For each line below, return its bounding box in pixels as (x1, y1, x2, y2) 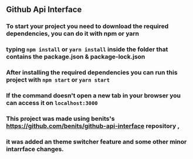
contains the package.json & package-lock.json (6, 53, 145, 61)
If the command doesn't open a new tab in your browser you (6, 92, 181, 100)
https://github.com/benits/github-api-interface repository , (6, 122, 180, 130)
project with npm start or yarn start (6, 76, 110, 84)
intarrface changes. (6, 145, 65, 153)
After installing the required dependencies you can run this (6, 69, 178, 77)
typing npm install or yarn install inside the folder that (6, 45, 168, 53)
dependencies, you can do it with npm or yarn (6, 29, 140, 38)
